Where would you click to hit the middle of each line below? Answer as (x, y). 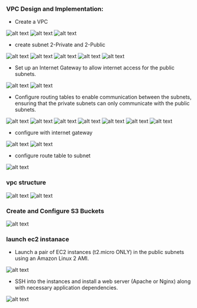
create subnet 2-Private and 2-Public (60, 45)
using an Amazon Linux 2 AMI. (52, 258)
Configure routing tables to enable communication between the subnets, (103, 97)
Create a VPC (31, 22)
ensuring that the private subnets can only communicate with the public (102, 103)
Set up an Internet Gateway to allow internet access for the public (94, 68)
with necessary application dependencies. (66, 288)
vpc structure (26, 183)
